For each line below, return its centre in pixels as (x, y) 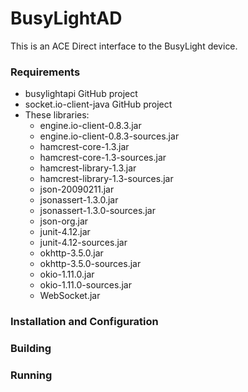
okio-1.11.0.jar (67, 274)
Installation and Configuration (84, 322)
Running (31, 375)
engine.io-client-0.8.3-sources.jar (109, 136)
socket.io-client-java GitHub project (98, 104)
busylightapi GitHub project (81, 94)
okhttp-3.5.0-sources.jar (90, 264)
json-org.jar (64, 221)
